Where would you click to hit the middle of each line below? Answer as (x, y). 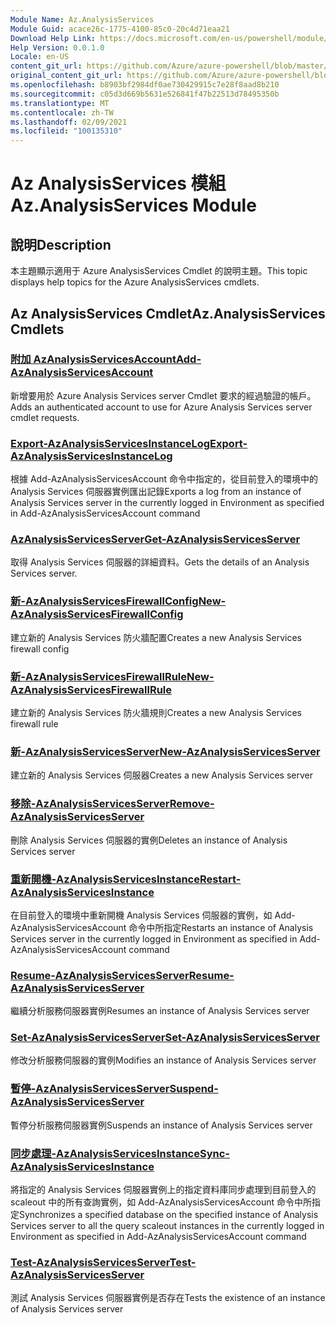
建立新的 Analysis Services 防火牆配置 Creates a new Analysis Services (156, 637)
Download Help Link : (53, 38)
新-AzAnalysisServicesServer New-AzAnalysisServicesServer (165, 751)
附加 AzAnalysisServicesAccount (93, 359)
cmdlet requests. (45, 417)
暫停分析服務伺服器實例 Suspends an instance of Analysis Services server (161, 1125)
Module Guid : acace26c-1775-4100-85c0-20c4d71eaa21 (120, 29)
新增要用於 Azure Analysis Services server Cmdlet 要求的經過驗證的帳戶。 (163, 395)
